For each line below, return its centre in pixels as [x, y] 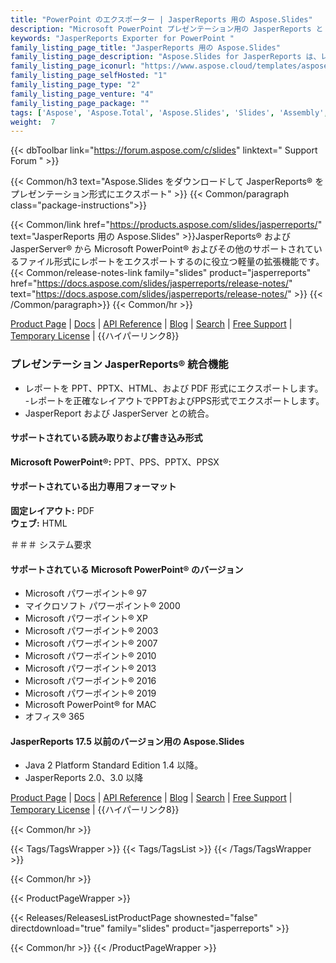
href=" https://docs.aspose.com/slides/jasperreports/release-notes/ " [151, 283]
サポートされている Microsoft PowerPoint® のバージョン [127, 569]
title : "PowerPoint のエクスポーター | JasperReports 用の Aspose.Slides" [161, 19]
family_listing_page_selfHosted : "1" [89, 76]
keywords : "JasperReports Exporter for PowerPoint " [122, 38]
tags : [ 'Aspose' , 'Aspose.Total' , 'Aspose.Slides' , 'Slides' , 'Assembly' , [169, 112]
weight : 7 [33, 122]
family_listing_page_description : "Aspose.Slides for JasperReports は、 [166, 57]
